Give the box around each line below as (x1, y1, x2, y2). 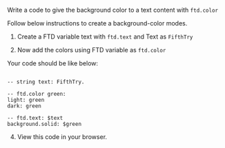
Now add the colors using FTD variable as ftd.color (17, 46, 166, 54)
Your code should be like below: (7, 59, 99, 67)
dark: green (7, 103, 41, 109)
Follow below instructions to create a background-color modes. (7, 19, 188, 27)
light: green (7, 96, 45, 103)
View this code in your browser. (17, 133, 108, 140)
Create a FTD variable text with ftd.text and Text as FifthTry (17, 32, 193, 41)
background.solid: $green (7, 120, 81, 127)
